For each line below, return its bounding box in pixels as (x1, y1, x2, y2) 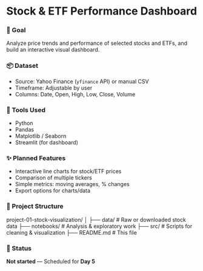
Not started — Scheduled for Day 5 (6, 258, 96, 265)
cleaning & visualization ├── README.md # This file (6, 229, 138, 236)
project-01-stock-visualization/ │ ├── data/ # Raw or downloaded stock (6, 216, 187, 223)
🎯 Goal (6, 26, 26, 35)
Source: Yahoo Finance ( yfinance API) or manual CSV (15, 78, 150, 85)
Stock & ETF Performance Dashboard (6, 4, 198, 18)
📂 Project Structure (6, 202, 64, 210)
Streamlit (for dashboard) (15, 139, 79, 146)
